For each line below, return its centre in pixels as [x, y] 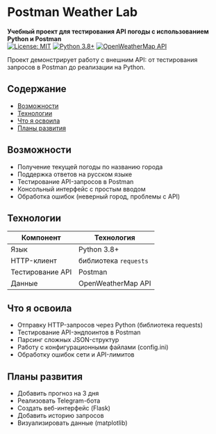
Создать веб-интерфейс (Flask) [64, 408]
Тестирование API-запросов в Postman [75, 181]
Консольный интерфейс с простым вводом [81, 189]
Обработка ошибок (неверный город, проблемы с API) [99, 196]
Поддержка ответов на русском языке [75, 174]
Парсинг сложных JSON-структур [68, 340]
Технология [115, 238]
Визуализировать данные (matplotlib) [72, 423]
